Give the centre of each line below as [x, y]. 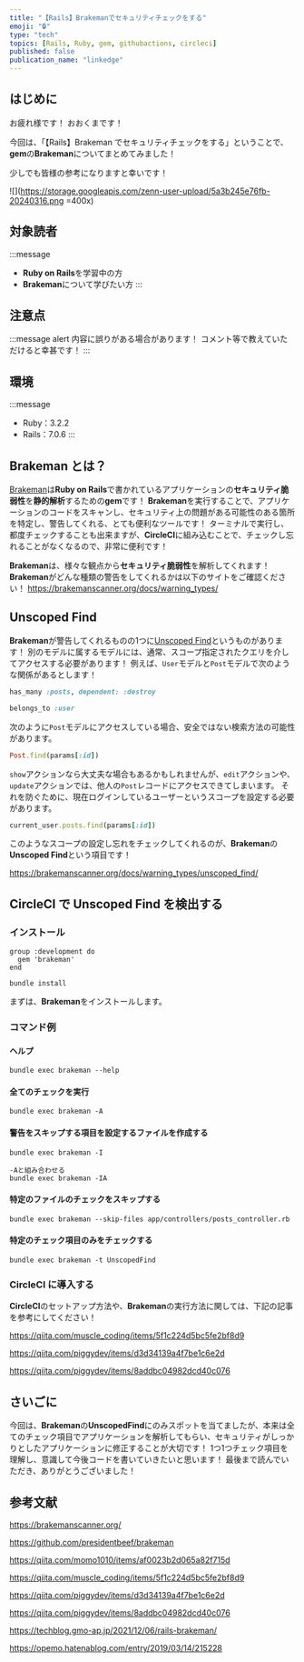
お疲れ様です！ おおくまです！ [66, 123]
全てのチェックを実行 [49, 1091]
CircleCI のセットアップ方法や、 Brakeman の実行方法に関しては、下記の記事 [151, 1307]
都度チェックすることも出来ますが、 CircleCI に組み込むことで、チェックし [147, 535]
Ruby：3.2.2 [46, 423]
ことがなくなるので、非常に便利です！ [97, 546]
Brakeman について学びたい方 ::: [83, 284]
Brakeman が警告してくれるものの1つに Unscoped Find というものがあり [142, 640]
